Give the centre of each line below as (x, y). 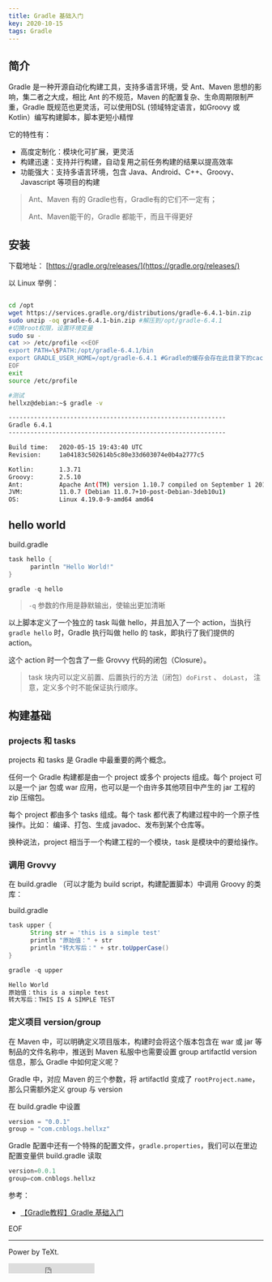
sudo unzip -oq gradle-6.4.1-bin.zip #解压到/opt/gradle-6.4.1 (115, 320)
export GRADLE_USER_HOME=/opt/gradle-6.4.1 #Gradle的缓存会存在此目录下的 (130, 358)
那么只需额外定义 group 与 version (66, 1089)
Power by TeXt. (34, 1252)
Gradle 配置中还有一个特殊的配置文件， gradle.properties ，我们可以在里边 (133, 1146)
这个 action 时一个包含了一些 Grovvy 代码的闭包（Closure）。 (110, 660)
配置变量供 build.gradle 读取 (55, 1156)
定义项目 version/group (55, 1023)
